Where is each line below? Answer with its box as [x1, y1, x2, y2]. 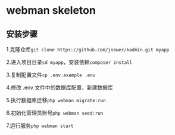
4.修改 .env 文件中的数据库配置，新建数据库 [6, 84, 113, 91]
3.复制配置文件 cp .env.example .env [6, 71, 96, 78]
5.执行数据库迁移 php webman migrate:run [6, 97, 106, 103]
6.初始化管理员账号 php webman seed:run [6, 109, 104, 116]
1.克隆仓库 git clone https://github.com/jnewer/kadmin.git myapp [6, 46, 170, 53]
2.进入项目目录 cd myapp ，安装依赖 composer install [6, 59, 133, 66]
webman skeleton [6, 4, 96, 17]
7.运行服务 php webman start [6, 122, 74, 129]
